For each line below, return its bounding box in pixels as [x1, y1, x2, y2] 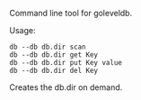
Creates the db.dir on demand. [9, 82, 123, 93]
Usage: [9, 25, 36, 35]
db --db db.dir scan [9, 42, 87, 51]
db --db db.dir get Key [9, 50, 99, 59]
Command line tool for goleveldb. [9, 8, 133, 18]
